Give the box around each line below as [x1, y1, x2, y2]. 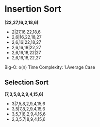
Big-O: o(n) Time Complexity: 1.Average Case [4, 64, 95, 70]
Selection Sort [4, 78, 49, 87]
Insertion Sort [4, 3, 62, 15]
